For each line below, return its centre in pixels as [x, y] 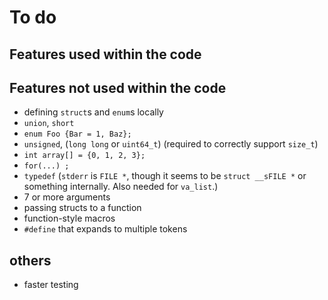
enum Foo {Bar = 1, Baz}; [77, 134]
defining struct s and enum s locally [93, 112]
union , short [49, 123]
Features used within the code [105, 54]
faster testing [51, 285]
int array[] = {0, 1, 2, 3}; [84, 156]
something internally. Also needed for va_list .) [121, 187]
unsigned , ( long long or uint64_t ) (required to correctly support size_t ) [171, 144]
